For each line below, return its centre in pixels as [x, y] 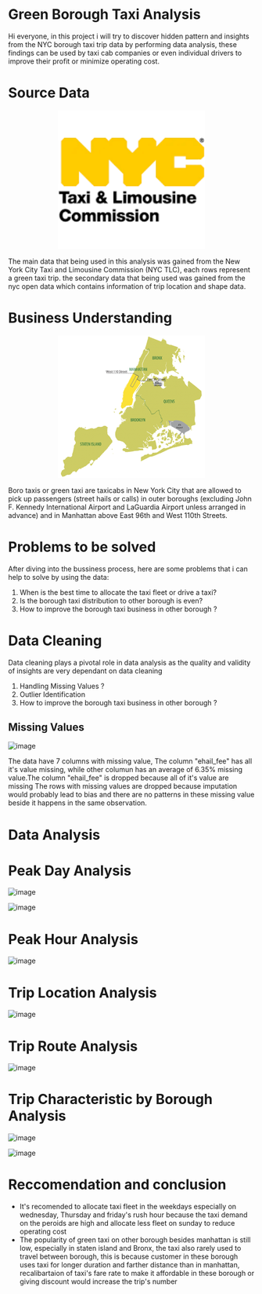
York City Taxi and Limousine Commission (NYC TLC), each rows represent [129, 270]
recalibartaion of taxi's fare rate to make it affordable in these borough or [137, 1274]
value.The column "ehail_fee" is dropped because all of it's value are [118, 778]
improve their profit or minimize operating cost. [84, 61]
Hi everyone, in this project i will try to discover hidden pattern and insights [129, 36]
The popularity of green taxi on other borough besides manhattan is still [135, 1240]
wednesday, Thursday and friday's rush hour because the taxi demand [133, 1215]
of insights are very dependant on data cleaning [85, 671]
